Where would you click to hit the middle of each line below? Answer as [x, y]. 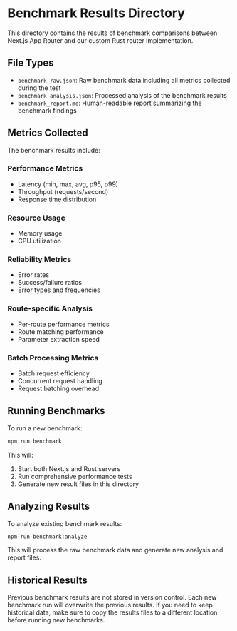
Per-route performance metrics [63, 324]
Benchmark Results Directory [96, 13]
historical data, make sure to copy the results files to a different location [112, 612]
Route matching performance [61, 332]
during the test [39, 88]
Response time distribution [57, 199]
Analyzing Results [49, 506]
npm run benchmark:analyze [47, 537]
